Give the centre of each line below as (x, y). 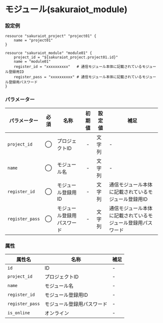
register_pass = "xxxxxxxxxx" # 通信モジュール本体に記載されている (78, 77)
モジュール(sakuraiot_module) (66, 9)
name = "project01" (33, 40)
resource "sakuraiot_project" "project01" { (51, 36)
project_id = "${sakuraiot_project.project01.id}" (66, 57)
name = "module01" (32, 62)
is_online (19, 313)
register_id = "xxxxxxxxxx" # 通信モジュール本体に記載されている (78, 67)
